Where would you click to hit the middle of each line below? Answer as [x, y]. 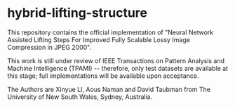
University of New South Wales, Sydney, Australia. [80, 97]
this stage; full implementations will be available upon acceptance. [103, 76]
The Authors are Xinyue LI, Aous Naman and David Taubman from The [109, 89]
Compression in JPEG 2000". [49, 47]
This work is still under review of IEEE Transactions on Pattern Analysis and [116, 60]
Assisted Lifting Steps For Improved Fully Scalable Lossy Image [99, 39]
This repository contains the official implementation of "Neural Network [110, 32]
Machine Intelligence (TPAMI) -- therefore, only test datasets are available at [118, 68]
